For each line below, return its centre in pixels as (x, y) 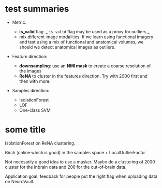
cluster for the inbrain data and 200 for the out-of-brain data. (66, 167)
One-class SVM (35, 110)
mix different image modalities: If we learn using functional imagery (86, 37)
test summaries (37, 9)
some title (25, 130)
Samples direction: (31, 90)
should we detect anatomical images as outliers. (67, 47)
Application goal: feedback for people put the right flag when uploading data (81, 176)
